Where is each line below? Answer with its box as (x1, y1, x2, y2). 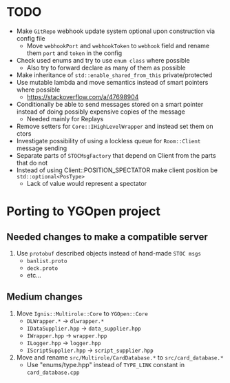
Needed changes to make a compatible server (6, 231, 208, 242)
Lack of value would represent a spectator (26, 179, 147, 187)
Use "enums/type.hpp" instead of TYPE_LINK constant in (26, 360, 185, 369)
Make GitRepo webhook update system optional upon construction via (16, 27, 215, 35)
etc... (26, 271, 42, 279)
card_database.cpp (26, 369, 80, 376)
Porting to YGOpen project (6, 204, 161, 219)
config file (16, 34, 45, 42)
